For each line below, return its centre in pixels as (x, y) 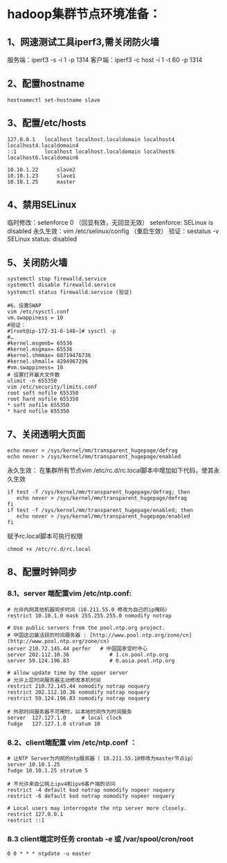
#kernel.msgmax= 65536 (40, 349)
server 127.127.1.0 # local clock (65, 718)
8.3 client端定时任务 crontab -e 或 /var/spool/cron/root (100, 839)
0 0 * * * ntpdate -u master (49, 854)
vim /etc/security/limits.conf (52, 387)
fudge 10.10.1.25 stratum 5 (48, 771)
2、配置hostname (46, 84)
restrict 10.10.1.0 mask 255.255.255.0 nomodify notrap (89, 616)
